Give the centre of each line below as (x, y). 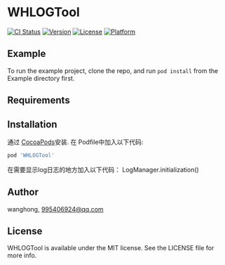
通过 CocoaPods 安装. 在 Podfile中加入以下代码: (75, 142)
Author (23, 192)
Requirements (39, 100)
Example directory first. (41, 78)
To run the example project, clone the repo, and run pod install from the (113, 70)
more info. (22, 256)
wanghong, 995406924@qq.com (55, 209)
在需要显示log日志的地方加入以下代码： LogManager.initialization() (103, 169)
